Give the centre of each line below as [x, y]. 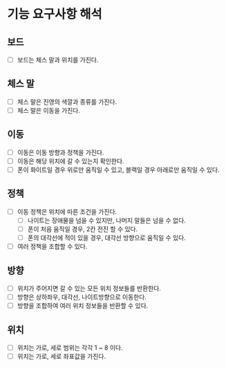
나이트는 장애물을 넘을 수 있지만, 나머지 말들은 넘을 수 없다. [107, 220]
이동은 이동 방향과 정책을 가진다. [60, 152]
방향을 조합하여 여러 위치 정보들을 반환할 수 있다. [83, 306]
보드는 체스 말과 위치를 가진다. [58, 60]
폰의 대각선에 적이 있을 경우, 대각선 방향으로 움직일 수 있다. [107, 238]
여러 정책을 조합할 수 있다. [52, 247]
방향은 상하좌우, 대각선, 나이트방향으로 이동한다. [82, 297]
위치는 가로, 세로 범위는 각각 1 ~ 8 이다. [70, 348]
